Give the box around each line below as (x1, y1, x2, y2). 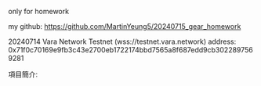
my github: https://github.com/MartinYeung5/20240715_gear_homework (8, 22, 241, 30)
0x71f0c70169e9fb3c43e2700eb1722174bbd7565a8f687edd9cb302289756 (8, 45, 253, 54)
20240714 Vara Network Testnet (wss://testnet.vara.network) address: (8, 37, 237, 46)
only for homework (8, 7, 69, 16)
